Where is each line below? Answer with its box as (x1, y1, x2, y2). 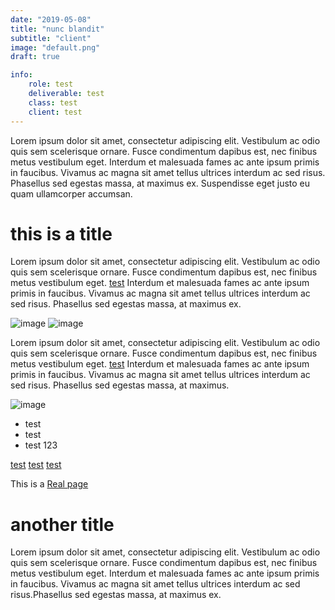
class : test (28, 97, 78, 108)
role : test (28, 79, 74, 90)
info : (10, 70, 33, 80)
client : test (28, 107, 83, 117)
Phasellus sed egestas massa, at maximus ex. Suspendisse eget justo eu (10, 177, 311, 189)
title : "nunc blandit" (10, 24, 105, 34)
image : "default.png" (10, 42, 101, 53)
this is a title (10, 222, 113, 245)
